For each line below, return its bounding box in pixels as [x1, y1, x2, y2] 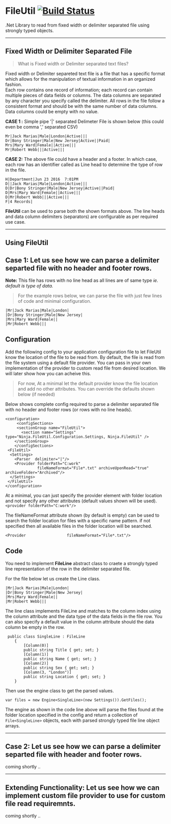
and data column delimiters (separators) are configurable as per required [5, 213, 158, 220]
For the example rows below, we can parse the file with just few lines [17, 293, 162, 299]
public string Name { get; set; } [23, 656, 97, 661]
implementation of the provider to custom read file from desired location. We [5, 365, 166, 371]
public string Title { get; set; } [23, 647, 99, 652]
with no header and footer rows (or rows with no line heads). [5, 406, 132, 413]
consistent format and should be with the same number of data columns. [5, 103, 158, 109]
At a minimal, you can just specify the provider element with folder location [5, 492, 162, 498]
